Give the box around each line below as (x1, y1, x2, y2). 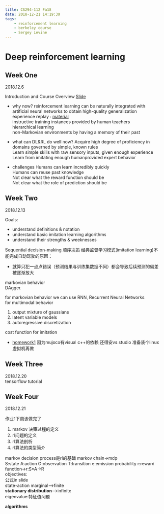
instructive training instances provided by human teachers (12, 119, 130, 125)
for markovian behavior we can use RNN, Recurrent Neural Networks (5, 294, 145, 300)
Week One (5, 71, 38, 79)
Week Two (5, 194, 38, 203)
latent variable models (12, 314, 57, 320)
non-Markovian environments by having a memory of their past (12, 129, 140, 135)
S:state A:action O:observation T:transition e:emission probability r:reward (5, 461, 155, 467)
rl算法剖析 (12, 439, 33, 445)
